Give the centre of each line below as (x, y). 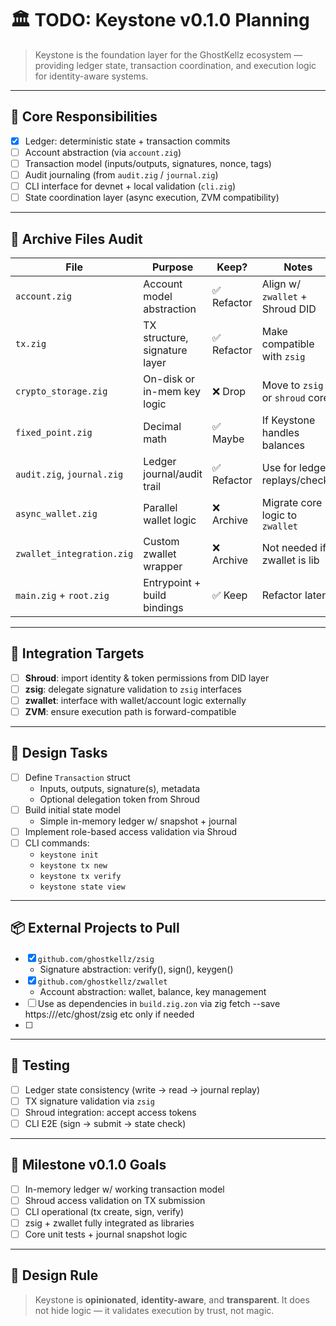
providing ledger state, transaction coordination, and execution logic (175, 65)
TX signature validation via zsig (89, 1101)
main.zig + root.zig (62, 595)
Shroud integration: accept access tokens (110, 1112)
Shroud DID (289, 309)
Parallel (160, 507)
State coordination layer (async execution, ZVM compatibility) (152, 198)
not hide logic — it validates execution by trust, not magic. (154, 1310)
